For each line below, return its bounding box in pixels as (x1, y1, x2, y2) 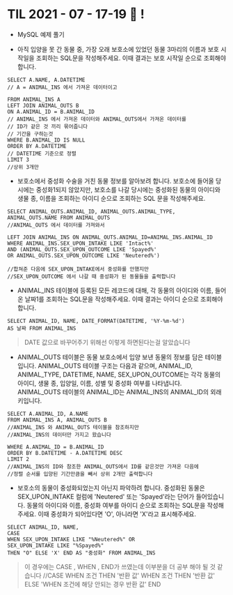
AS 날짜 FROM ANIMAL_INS (7, 324, 77, 332)
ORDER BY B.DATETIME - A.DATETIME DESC (7, 449, 123, 456)
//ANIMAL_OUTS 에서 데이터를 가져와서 (7, 221, 105, 229)
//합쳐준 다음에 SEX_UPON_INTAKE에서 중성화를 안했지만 (7, 265, 150, 273)
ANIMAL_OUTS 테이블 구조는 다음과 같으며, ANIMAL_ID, (38, 361, 193, 370)
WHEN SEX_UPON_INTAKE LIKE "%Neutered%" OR (7, 536, 136, 543)
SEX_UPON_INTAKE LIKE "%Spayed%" (7, 542, 104, 549)
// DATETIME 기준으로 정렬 (7, 150, 77, 157)
